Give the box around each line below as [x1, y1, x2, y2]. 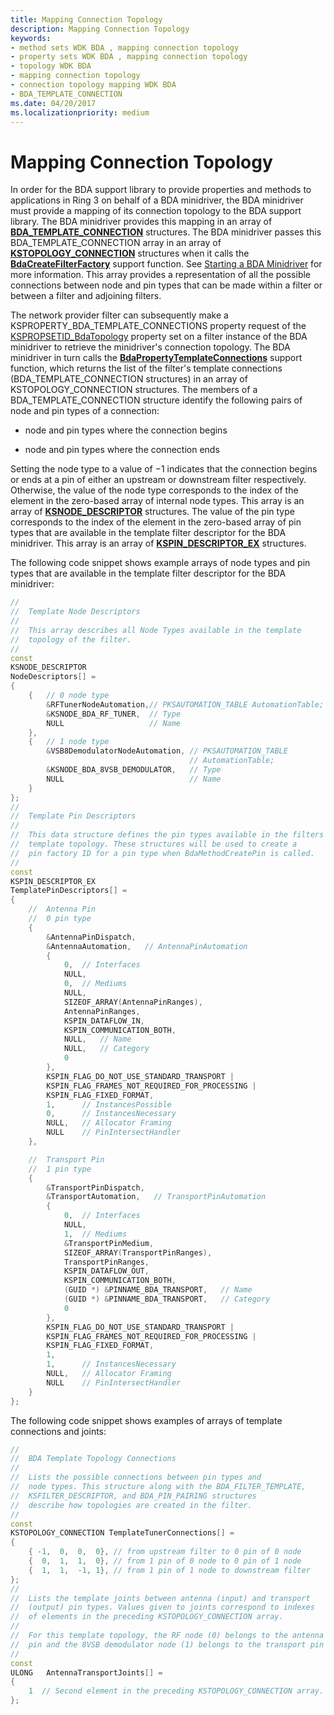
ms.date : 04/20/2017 [10, 98, 97, 108]
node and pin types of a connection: [10, 405, 160, 417]
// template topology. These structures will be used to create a [10, 839, 298, 850]
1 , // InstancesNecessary [46, 1359, 177, 1370]
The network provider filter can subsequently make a [10, 309, 229, 321]
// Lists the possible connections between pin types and [10, 1472, 262, 1483]
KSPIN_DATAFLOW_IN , [63, 1016, 145, 1026]
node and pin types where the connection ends [24, 444, 220, 456]
